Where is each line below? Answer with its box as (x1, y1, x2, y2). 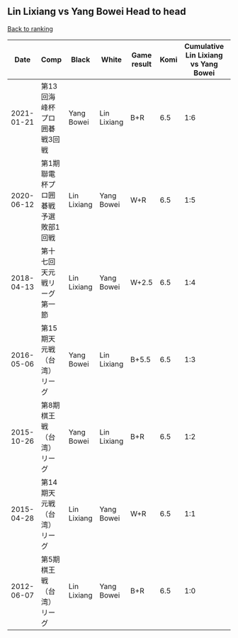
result (131, 59, 152, 69)
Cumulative (183, 41, 225, 51)
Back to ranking (7, 24, 53, 33)
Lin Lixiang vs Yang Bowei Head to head (7, 6, 186, 18)
